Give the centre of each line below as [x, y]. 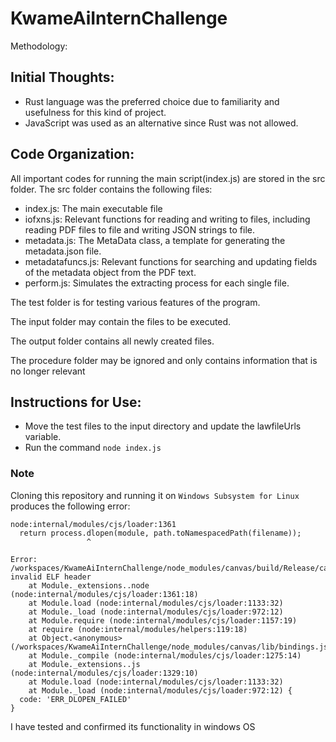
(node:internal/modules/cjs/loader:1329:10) [104, 673]
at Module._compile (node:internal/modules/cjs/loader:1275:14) [165, 655]
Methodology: [39, 46]
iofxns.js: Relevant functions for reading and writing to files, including [167, 219]
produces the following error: [70, 506]
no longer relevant [48, 371]
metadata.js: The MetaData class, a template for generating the [155, 240]
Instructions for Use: [76, 402]
